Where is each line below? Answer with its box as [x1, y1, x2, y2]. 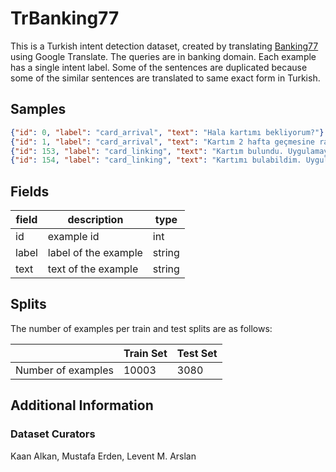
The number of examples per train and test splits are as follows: [10, 322, 273, 334]
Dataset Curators [10, 427, 96, 441]
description [67, 213, 124, 227]
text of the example [47, 262, 139, 276]
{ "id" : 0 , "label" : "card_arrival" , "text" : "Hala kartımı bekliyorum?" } [10, 127, 325, 137]
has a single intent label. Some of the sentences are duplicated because [10, 61, 308, 73]
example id [47, 230, 100, 244]
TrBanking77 [10, 7, 120, 30]
